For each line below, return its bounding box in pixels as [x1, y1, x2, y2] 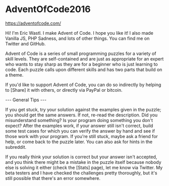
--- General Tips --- [5, 97, 47, 103]
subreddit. [5, 144, 27, 150]
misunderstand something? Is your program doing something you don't [5, 117, 153, 123]
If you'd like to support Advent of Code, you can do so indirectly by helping [5, 82, 161, 88]
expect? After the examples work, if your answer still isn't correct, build [5, 122, 153, 129]
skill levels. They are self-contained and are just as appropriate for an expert [5, 55, 164, 61]
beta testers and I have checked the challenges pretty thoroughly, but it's [5, 170, 157, 176]
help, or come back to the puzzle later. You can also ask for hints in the [5, 139, 153, 145]
